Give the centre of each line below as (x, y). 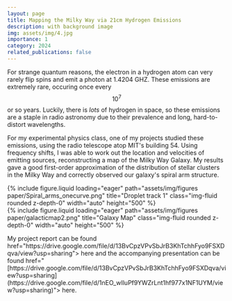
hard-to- (206, 117)
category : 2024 (29, 46)
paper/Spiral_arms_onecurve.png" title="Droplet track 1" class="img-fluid (112, 196)
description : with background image (60, 26)
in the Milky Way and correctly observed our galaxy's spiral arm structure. (113, 175)
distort (17, 124)
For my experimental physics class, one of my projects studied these (106, 138)
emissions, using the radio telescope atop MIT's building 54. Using (102, 145)
